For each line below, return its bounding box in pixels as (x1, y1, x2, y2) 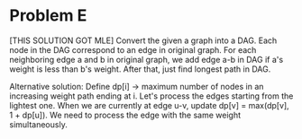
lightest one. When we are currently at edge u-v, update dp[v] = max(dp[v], (9, 100, 290, 110)
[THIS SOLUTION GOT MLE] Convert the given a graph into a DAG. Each (9, 35, 278, 46)
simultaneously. (9, 118, 68, 130)
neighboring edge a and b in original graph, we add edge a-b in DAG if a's (9, 54, 284, 65)
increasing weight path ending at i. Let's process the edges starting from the (9, 91, 294, 101)
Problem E (9, 5, 87, 26)
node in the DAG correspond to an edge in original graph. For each (9, 44, 257, 55)
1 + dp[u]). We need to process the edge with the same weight (9, 109, 242, 120)
